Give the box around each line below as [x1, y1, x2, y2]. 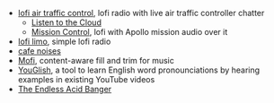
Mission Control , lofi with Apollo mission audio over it [31, 27, 228, 37]
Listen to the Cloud [31, 17, 102, 28]
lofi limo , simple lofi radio [17, 36, 111, 47]
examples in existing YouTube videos [17, 74, 155, 84]
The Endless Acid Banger [17, 84, 112, 94]
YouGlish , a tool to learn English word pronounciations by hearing [17, 64, 261, 75]
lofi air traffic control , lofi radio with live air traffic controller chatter [17, 8, 265, 18]
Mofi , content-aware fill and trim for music [17, 56, 175, 65]
